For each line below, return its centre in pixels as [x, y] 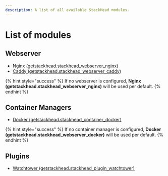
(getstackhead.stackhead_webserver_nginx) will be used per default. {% [83, 86]
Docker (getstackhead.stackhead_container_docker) [67, 120]
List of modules [38, 35]
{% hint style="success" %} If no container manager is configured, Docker [83, 129]
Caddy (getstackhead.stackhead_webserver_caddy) [67, 71]
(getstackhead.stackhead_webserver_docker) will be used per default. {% [85, 135]
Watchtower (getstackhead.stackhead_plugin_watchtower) [74, 168]
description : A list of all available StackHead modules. [67, 10]
